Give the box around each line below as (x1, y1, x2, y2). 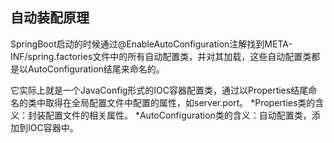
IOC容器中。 (27, 121, 79, 133)
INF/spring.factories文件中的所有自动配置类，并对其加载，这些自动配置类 (10, 50, 312, 62)
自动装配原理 (10, 9, 90, 27)
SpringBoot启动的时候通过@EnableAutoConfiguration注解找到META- (10, 38, 293, 50)
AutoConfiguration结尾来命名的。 (27, 63, 165, 75)
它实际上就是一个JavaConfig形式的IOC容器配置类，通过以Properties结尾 (10, 84, 309, 96)
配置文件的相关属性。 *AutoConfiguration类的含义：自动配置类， (44, 109, 312, 121)
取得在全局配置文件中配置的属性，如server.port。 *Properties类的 (44, 96, 316, 108)
